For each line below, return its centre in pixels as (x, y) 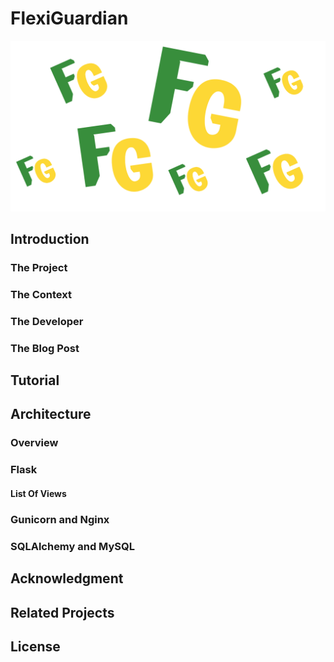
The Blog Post (45, 348)
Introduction (50, 239)
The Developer (47, 321)
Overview (34, 443)
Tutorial (35, 380)
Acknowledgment (67, 578)
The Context (41, 294)
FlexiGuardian (69, 18)
